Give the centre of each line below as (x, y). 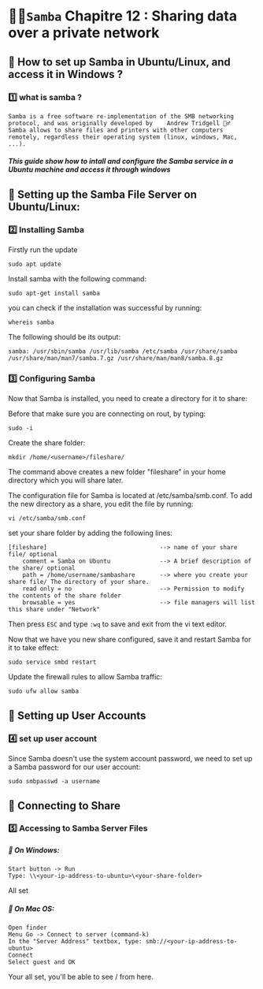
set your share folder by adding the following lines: (91, 533)
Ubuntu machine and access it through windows (89, 169)
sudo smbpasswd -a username (54, 782)
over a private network (84, 33)
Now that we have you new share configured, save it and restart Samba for (130, 640)
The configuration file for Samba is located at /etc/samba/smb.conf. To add (130, 496)
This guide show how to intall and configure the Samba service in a (121, 162)
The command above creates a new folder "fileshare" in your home (117, 472)
